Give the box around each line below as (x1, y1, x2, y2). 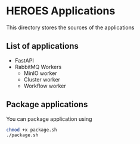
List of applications (6, 41, 79, 51)
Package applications (6, 99, 88, 109)
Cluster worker (23, 76, 61, 83)
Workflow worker (23, 82, 67, 89)
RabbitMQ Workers (14, 63, 62, 70)
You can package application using (6, 115, 92, 123)
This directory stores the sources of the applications (6, 24, 135, 31)
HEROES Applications (6, 4, 116, 18)
